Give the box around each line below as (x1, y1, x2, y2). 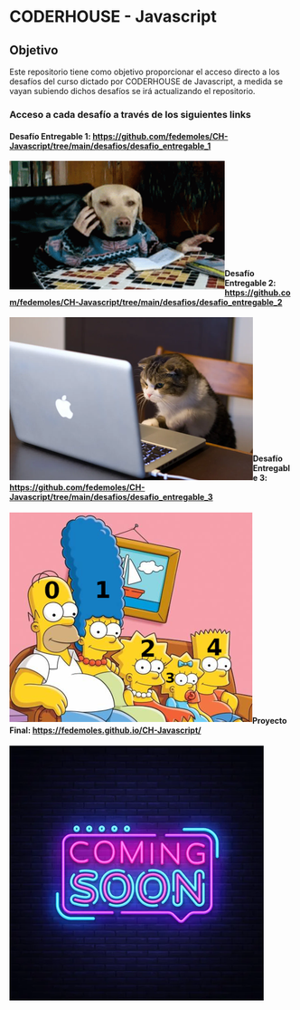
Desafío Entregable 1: (9, 130, 91, 141)
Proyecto (252, 716, 287, 726)
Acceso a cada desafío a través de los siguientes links (9, 108, 251, 120)
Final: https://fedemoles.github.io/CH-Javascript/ (9, 725, 202, 736)
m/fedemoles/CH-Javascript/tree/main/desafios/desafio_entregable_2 (9, 296, 283, 307)
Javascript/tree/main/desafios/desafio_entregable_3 (9, 491, 214, 502)
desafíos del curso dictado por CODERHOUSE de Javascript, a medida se (9, 76, 283, 87)
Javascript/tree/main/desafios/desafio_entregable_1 (9, 140, 211, 151)
